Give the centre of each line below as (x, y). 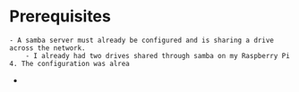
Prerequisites (60, 17)
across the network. (48, 48)
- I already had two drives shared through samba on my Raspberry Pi (158, 55)
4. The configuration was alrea (69, 63)
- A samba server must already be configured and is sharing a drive (142, 40)
